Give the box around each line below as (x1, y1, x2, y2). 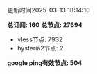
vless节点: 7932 (17, 35, 63, 44)
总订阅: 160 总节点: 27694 (7, 21, 82, 29)
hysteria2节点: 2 (17, 44, 64, 52)
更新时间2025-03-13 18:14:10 (7, 6, 90, 14)
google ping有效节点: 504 (7, 59, 82, 67)
